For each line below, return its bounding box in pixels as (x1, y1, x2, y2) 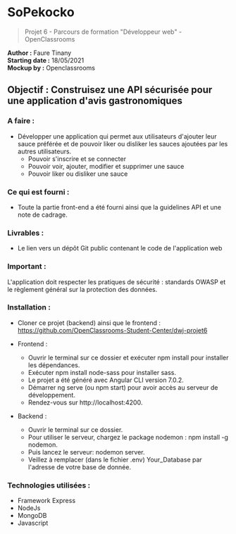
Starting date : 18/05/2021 (7, 56, 85, 64)
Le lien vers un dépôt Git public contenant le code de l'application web (17, 244, 223, 253)
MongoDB (17, 511, 47, 520)
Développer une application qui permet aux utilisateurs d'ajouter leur (17, 132, 217, 141)
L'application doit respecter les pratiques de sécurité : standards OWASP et (7, 277, 226, 286)
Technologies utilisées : (7, 480, 91, 490)
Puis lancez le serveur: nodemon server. (27, 447, 145, 456)
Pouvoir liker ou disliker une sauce (27, 170, 128, 178)
